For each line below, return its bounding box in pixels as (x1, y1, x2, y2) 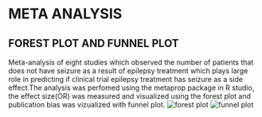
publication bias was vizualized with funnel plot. (8, 100, 166, 109)
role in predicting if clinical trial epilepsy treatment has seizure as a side (8, 75, 243, 84)
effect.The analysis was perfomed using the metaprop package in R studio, (8, 83, 255, 92)
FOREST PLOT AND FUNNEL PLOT (8, 37, 179, 50)
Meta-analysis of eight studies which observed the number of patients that (8, 57, 254, 67)
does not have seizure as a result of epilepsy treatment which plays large (8, 66, 248, 76)
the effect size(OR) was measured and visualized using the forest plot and (8, 92, 252, 100)
